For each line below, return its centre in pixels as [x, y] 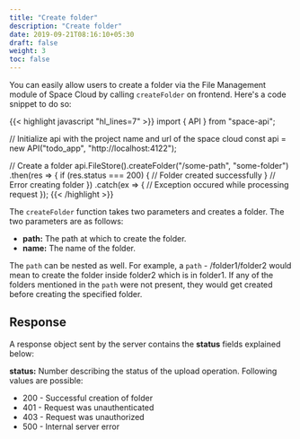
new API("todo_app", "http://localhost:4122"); [93, 148]
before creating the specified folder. [76, 294]
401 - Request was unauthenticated [88, 407]
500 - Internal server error [71, 426]
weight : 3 [28, 51]
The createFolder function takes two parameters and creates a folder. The [147, 211]
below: [22, 353]
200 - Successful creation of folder [88, 398]
